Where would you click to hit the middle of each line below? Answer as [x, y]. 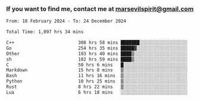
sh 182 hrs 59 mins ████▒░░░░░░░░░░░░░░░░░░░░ [97, 59]
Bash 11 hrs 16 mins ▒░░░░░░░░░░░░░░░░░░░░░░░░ [97, 76]
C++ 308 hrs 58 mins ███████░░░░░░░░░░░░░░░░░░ [97, 43]
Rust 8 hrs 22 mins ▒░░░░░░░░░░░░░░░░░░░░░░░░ [97, 87]
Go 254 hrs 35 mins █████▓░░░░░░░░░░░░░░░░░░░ [97, 48]
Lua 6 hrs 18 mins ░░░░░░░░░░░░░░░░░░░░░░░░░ [97, 92]
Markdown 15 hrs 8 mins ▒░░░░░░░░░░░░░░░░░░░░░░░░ [97, 70]
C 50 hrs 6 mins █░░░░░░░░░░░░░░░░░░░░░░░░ [97, 65]
